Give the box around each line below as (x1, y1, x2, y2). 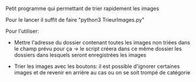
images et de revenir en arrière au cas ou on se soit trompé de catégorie (14, 69, 191, 76)
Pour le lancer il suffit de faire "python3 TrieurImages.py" (5, 16, 145, 23)
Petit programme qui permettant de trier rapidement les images (5, 5, 159, 12)
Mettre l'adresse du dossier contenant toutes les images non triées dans (14, 39, 191, 46)
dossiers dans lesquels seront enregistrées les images (14, 52, 146, 58)
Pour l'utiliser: (5, 28, 40, 35)
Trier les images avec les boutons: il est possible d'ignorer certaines (14, 63, 180, 70)
